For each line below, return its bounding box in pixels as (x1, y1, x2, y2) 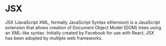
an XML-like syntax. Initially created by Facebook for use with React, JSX (5, 30, 155, 36)
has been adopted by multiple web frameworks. (5, 35, 103, 41)
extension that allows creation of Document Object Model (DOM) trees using (5, 24, 162, 30)
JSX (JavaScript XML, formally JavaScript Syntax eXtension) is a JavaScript (5, 19, 160, 25)
